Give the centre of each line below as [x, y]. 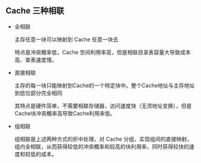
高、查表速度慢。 [36, 60]
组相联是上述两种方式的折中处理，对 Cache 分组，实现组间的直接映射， [103, 139]
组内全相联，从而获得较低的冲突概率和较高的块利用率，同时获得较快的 [102, 146]
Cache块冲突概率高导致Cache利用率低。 [65, 113]
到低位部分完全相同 [38, 93]
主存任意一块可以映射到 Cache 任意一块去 [66, 39]
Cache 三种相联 [35, 11]
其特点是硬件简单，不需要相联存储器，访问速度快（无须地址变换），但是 [103, 106]
